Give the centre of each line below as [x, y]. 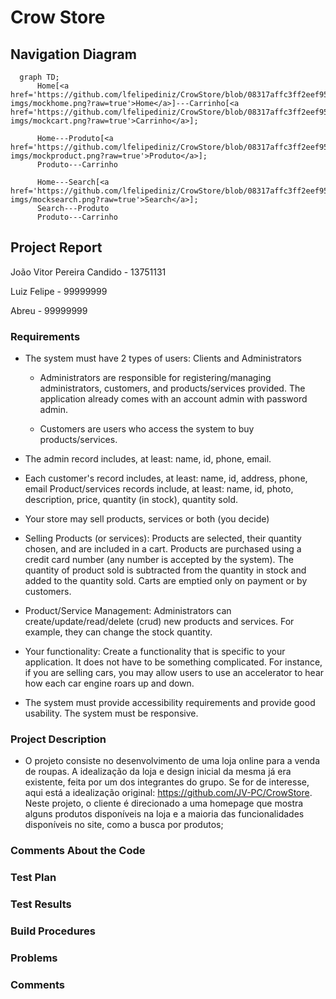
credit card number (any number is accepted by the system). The [159, 560]
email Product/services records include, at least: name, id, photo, [159, 489]
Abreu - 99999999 [49, 310]
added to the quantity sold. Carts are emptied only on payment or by [166, 581]
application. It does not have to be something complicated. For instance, [173, 662]
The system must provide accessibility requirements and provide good [170, 703]
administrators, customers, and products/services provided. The [172, 388]
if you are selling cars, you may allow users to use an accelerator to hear [174, 673]
